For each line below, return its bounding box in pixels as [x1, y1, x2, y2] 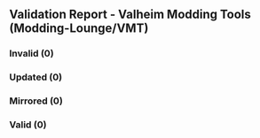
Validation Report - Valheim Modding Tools [9, 7, 251, 22]
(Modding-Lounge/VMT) [9, 21, 149, 36]
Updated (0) [9, 71, 63, 83]
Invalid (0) [9, 48, 55, 60]
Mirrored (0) [9, 95, 64, 107]
